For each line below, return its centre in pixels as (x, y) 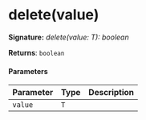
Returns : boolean (36, 52)
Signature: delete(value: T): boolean (69, 37)
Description (111, 93)
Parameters (28, 71)
